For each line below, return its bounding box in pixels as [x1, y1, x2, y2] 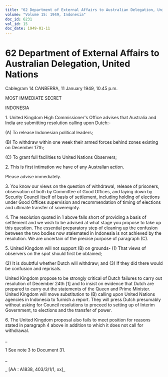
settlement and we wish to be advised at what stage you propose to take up [5, 220, 161, 226]
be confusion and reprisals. [5, 266, 61, 272]
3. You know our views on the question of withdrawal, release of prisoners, [5, 183, 159, 189]
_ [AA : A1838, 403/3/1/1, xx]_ [5, 366, 65, 372]
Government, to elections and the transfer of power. [5, 307, 112, 313]
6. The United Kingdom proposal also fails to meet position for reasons [5, 317, 151, 323]
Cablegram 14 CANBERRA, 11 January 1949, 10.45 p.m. [5, 86, 118, 92]
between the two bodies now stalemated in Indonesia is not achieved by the [5, 230, 161, 236]
